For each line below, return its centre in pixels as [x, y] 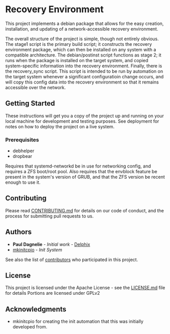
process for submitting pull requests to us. [49, 216]
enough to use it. [23, 182]
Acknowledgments [36, 309]
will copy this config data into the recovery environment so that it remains [82, 82]
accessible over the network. [36, 87]
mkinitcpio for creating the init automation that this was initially [78, 321]
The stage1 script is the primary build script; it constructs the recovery [79, 44]
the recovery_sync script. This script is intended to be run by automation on [84, 71]
